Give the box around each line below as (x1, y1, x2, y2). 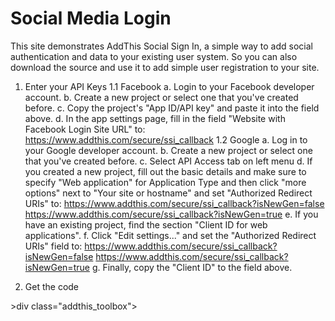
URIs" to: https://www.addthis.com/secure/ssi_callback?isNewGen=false (24, 197, 325, 209)
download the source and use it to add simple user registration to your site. (10, 61, 320, 73)
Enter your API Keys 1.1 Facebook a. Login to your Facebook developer (24, 80, 315, 92)
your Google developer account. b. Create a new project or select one (24, 144, 313, 156)
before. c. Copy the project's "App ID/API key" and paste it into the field (24, 102, 320, 114)
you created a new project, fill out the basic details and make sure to (24, 165, 307, 177)
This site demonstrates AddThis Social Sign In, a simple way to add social (10, 40, 313, 52)
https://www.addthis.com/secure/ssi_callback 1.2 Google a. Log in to (24, 133, 308, 146)
